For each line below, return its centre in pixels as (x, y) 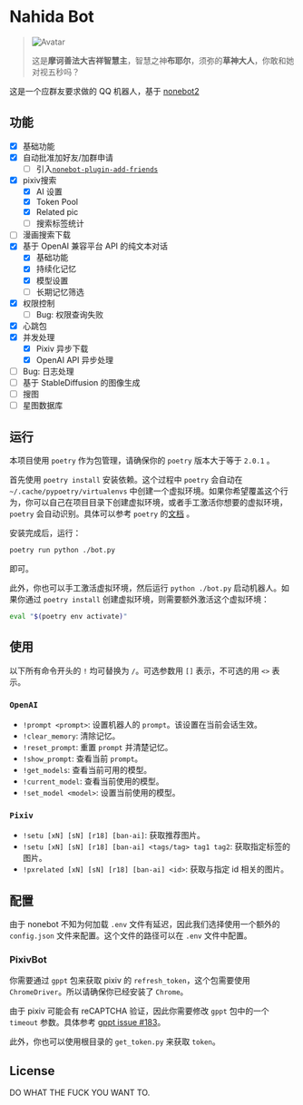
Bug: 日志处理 (48, 371)
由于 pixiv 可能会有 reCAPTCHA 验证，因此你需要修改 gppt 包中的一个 (139, 1011)
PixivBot (28, 959)
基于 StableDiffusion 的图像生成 (81, 383)
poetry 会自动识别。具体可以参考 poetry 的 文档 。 (102, 513)
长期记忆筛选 (60, 291)
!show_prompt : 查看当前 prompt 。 (83, 758)
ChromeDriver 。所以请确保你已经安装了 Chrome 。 (99, 992)
